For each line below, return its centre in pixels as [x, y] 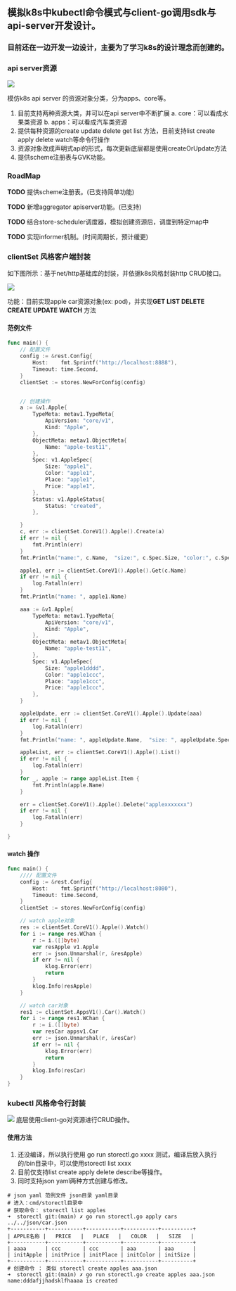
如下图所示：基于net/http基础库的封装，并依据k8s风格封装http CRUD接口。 [116, 274]
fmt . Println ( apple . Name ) [69, 785]
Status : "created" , [73, 506]
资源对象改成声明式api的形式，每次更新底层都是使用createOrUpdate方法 [122, 148]
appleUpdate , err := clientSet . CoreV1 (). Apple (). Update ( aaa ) [111, 714]
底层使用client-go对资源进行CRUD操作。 [74, 1120]
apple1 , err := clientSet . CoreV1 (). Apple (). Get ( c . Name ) [104, 571]
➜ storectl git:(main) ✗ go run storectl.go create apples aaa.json [111, 1274]
